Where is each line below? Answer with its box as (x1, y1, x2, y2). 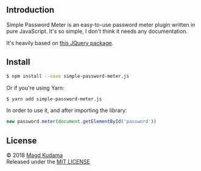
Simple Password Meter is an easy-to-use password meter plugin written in (6, 21, 196, 28)
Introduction (6, 5, 55, 15)
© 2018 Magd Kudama (6, 152, 63, 159)
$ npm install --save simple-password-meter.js (6, 73, 130, 79)
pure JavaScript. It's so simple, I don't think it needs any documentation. (6, 27, 188, 35)
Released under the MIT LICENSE (6, 158, 90, 166)
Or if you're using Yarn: (6, 84, 65, 91)
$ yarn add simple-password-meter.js (6, 96, 102, 102)
